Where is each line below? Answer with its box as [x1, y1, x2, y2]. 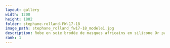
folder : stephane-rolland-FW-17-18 [5, 21, 80, 26]
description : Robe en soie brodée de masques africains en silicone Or [5, 30, 159, 35]
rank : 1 [5, 35, 22, 40]
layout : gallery [5, 7, 39, 12]
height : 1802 [5, 16, 33, 21]
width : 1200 [5, 12, 30, 17]
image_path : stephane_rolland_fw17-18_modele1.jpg [5, 26, 114, 31]
